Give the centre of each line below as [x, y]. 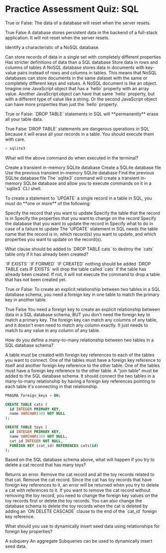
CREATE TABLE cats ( [27, 404]
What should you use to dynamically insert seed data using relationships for [83, 526]
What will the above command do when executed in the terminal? [72, 158]
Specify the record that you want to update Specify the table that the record [83, 213]
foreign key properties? [29, 532]
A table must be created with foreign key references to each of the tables [80, 355]
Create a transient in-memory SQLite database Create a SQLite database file [83, 167]
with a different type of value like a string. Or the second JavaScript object [81, 99]
